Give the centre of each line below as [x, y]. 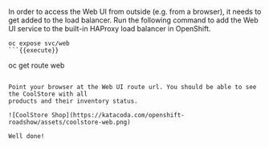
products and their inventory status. [73, 101]
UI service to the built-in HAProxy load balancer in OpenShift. [110, 29]
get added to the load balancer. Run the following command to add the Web [133, 20]
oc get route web [37, 65]
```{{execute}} [34, 51]
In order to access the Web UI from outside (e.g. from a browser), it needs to [135, 12]
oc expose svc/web [39, 43]
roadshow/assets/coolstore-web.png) [69, 122]
